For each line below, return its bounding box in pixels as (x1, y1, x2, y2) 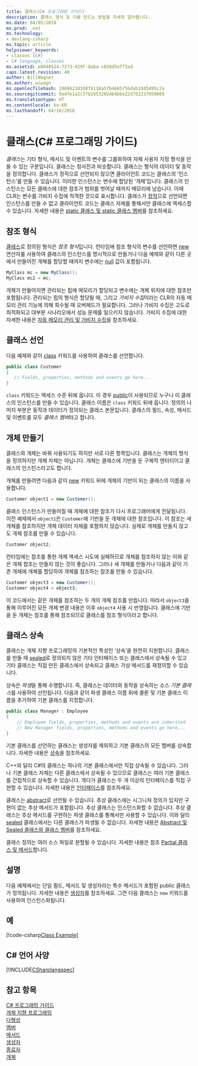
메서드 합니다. (18, 846, 49, 853)
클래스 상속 (6, 630, 44, 640)
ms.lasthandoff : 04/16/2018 (6, 108, 75, 114)
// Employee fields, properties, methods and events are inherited (16, 720, 186, 725)
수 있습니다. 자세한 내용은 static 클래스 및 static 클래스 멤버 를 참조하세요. (6, 208, 174, 215)
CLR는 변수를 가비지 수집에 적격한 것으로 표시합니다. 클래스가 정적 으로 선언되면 (6, 193, 187, 200)
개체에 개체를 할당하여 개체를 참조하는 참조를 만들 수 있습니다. (12, 568, 154, 575)
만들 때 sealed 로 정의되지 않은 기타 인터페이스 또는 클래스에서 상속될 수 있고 (12, 654, 187, 662)
